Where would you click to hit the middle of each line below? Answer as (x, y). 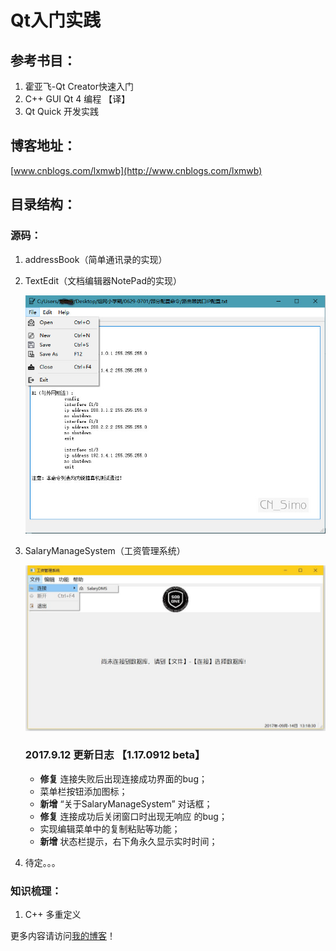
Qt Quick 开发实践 (62, 111)
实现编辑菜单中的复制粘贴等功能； (110, 828)
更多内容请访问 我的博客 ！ (63, 936)
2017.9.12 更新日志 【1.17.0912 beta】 (115, 755)
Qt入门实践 (56, 20)
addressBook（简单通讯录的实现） (96, 259)
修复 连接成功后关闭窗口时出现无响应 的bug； (133, 816)
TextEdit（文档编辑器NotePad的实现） (103, 280)
